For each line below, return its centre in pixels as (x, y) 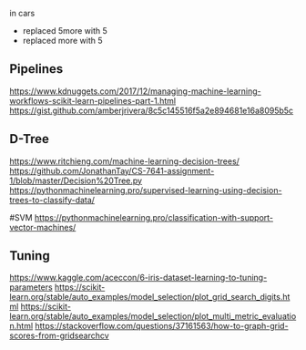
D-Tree (30, 139)
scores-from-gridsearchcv (59, 335)
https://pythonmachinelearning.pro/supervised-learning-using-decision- (146, 190)
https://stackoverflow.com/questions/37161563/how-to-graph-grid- (162, 326)
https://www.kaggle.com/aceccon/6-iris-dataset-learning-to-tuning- (138, 278)
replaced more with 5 (62, 41)
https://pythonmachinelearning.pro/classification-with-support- (154, 217)
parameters (31, 287)
